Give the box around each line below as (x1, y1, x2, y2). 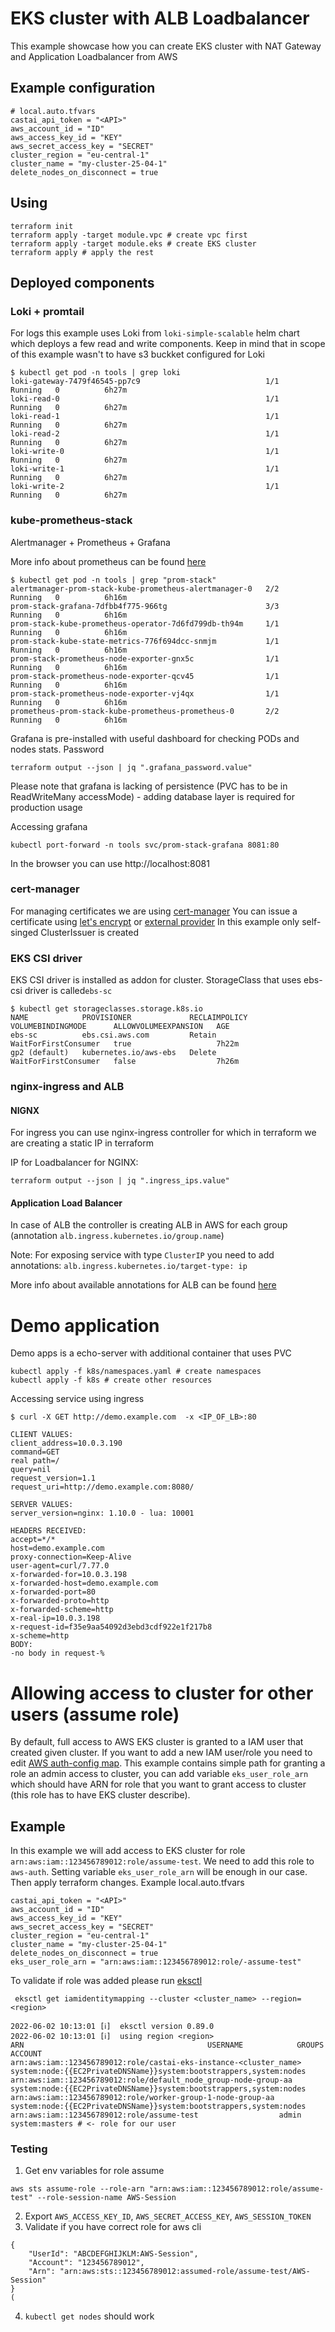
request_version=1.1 (10, 1473, 97, 1484)
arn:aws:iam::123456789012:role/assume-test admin (10, 2110, 302, 2121)
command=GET (10, 1447, 60, 1457)
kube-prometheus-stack (10, 513, 133, 527)
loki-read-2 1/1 (10, 429, 280, 439)
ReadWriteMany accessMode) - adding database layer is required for (10, 790, 295, 802)
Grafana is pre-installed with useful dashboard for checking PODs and (10, 732, 300, 744)
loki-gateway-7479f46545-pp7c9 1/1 (10, 377, 280, 387)
